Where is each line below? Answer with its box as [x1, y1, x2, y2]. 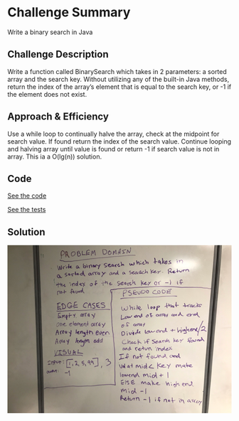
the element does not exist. [7, 90, 87, 98]
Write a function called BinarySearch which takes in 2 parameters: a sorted [7, 67, 228, 75]
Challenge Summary [7, 4, 131, 21]
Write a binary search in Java [7, 28, 93, 36]
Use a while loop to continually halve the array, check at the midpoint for [7, 129, 220, 138]
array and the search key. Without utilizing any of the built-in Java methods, [7, 75, 230, 83]
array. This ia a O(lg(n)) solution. [7, 152, 102, 161]
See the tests [7, 206, 46, 214]
